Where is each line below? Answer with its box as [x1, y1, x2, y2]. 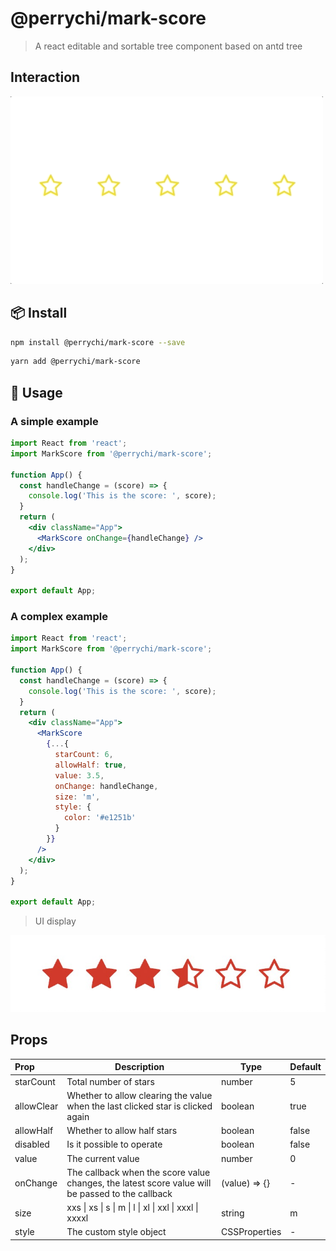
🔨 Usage [10, 384, 63, 401]
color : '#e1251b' [63, 813, 137, 823]
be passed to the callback [66, 1187, 173, 1199]
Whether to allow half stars [66, 1125, 178, 1137]
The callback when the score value [66, 1166, 211, 1178]
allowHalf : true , [54, 760, 128, 770]
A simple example [10, 414, 99, 428]
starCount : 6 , [54, 750, 114, 760]
